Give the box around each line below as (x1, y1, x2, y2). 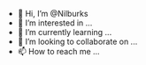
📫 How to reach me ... (17, 47, 100, 56)
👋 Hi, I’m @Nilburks (17, 9, 88, 18)
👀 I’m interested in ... (17, 18, 93, 28)
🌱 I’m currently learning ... (17, 27, 112, 37)
